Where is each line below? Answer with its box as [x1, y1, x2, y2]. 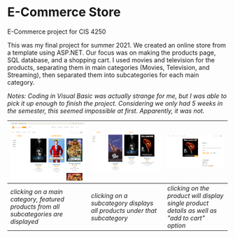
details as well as [167, 206, 218, 214]
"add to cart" [167, 213, 205, 222]
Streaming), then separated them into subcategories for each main [7, 71, 199, 79]
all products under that [90, 206, 157, 214]
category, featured [10, 195, 65, 204]
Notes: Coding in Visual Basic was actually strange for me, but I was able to [7, 92, 227, 100]
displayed [10, 218, 38, 226]
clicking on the [167, 183, 210, 192]
